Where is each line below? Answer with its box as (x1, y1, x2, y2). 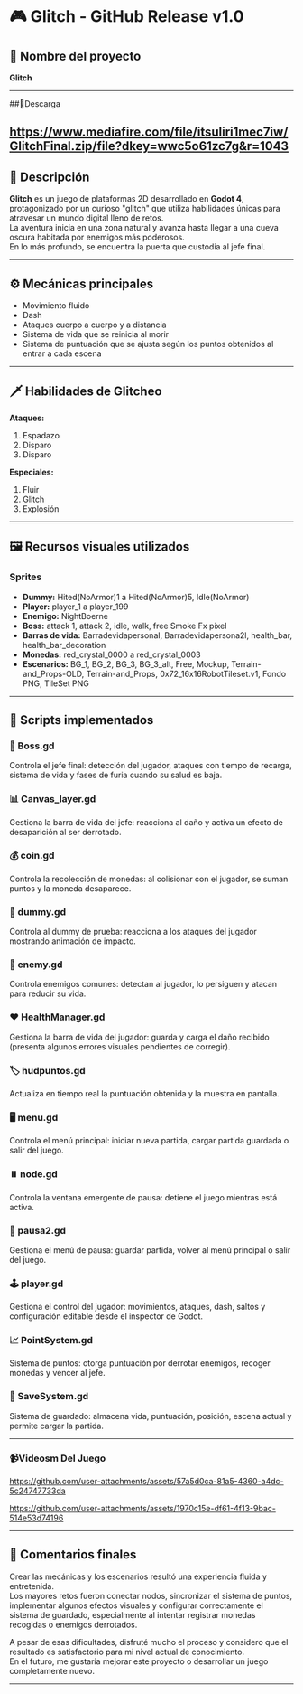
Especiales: (9, 466, 54, 477)
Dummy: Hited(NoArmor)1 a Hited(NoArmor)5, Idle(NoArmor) (22, 591, 250, 602)
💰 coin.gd (9, 850, 55, 862)
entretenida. (9, 1580, 54, 1591)
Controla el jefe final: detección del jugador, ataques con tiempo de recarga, (9, 760, 292, 771)
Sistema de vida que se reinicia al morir (22, 329, 170, 340)
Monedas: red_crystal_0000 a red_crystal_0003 (22, 649, 201, 660)
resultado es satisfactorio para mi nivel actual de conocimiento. (9, 1646, 245, 1657)
